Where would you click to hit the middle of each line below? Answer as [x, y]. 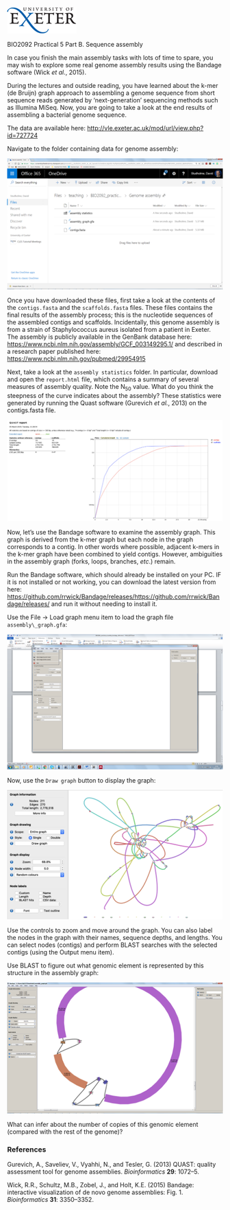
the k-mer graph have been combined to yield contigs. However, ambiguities [115, 554]
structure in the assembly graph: [53, 972]
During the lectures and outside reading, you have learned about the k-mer [113, 86]
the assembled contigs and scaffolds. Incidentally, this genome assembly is [114, 322]
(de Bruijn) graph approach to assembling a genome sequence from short [111, 93]
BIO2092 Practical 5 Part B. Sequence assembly [75, 44]
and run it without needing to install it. [104, 604]
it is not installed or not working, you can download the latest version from [112, 582]
